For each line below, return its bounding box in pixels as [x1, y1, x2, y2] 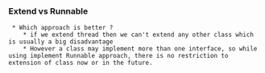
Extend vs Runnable [8, 6, 89, 17]
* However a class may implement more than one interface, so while [23, 45, 258, 53]
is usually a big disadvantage [8, 38, 114, 46]
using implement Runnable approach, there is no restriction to [8, 52, 229, 60]
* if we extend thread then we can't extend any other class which [23, 30, 254, 39]
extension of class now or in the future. [8, 59, 153, 67]
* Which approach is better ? [11, 24, 114, 32]
